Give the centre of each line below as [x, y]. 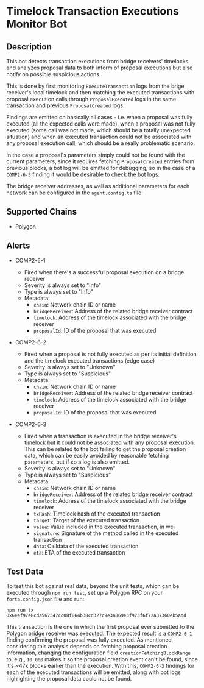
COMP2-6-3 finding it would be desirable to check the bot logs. [83, 174]
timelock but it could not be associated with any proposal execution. [110, 442]
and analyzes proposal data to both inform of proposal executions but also [100, 68]
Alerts [18, 246]
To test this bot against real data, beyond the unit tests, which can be [93, 586]
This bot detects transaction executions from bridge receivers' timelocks [97, 61]
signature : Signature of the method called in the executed [106, 533]
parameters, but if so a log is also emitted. [77, 462]
